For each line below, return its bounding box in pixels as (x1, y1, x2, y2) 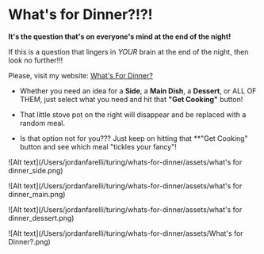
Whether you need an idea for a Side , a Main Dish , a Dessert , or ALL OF (19, 85, 257, 96)
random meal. (19, 118, 66, 127)
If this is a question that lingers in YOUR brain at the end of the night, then (8, 47, 249, 56)
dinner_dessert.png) (8, 213, 75, 222)
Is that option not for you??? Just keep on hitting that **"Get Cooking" (19, 133, 248, 143)
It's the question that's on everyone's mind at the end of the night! (8, 32, 231, 41)
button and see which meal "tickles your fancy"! (19, 142, 177, 151)
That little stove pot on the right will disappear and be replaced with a (19, 109, 247, 119)
